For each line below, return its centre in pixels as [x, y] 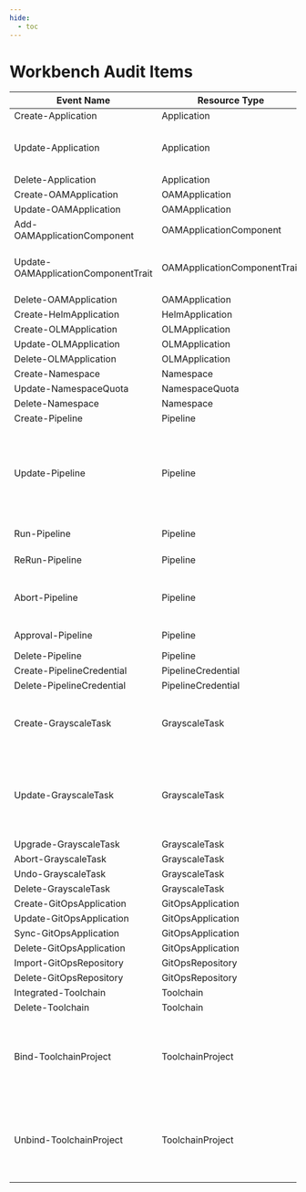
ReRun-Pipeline [48, 560]
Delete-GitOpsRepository [69, 978]
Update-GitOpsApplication [71, 919]
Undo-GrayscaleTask [60, 874]
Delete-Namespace [57, 404]
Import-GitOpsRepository [69, 963]
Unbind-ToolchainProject [68, 1140]
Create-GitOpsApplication [71, 903]
